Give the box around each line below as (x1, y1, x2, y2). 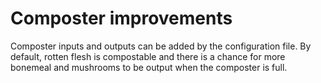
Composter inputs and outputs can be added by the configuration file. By (10, 40, 312, 52)
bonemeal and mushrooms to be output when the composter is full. (10, 61, 288, 73)
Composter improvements (10, 7, 233, 30)
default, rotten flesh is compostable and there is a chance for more (10, 50, 286, 62)
